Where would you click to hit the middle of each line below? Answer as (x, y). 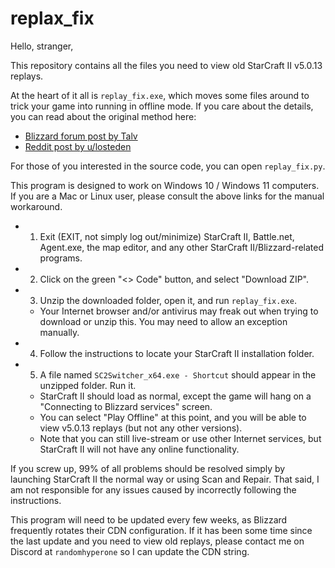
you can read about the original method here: (103, 116)
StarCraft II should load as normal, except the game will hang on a (175, 396)
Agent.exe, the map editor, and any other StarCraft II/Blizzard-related (181, 247)
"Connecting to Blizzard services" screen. (126, 406)
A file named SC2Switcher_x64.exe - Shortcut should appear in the (178, 374)
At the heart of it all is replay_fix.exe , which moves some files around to (160, 95)
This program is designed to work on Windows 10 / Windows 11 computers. (165, 185)
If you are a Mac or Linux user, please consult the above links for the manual (167, 196)
